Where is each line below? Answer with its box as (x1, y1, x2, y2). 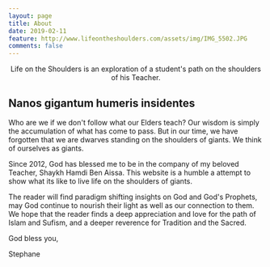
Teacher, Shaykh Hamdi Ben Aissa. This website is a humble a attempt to (8, 167, 251, 177)
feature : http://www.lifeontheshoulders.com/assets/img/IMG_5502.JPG (8, 34, 248, 43)
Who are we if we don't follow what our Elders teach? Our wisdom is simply (8, 117, 260, 127)
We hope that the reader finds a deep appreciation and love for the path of (8, 209, 256, 218)
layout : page (8, 11, 53, 20)
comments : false (8, 42, 63, 50)
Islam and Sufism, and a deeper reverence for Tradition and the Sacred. (8, 218, 247, 227)
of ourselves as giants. (8, 143, 84, 153)
